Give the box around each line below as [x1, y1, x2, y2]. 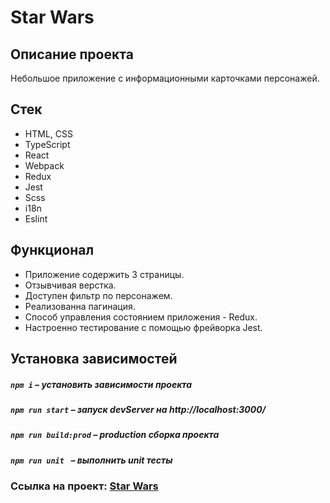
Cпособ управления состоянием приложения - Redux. [24, 311, 258, 323]
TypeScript [24, 138, 71, 150]
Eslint [24, 212, 48, 225]
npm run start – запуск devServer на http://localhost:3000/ [10, 403, 267, 415]
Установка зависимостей [10, 351, 178, 368]
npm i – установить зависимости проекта [10, 378, 193, 390]
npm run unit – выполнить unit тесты [10, 454, 173, 466]
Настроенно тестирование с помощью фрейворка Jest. [24, 321, 263, 333]
